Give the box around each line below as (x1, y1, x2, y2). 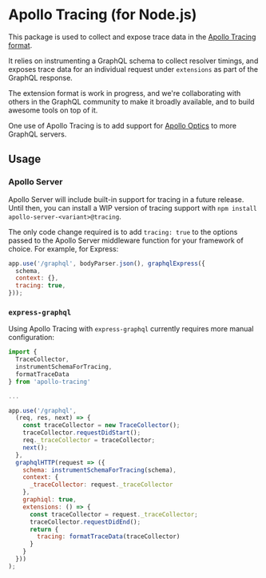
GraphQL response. (8, 73, 73, 82)
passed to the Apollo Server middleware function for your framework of (8, 236, 244, 245)
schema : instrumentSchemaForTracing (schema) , (22, 465, 177, 474)
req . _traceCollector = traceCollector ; (22, 437, 156, 445)
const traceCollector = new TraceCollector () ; (22, 422, 181, 430)
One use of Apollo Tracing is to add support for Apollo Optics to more (8, 121, 237, 130)
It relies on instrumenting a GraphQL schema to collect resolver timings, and (8, 56, 259, 65)
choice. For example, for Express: (8, 243, 119, 253)
